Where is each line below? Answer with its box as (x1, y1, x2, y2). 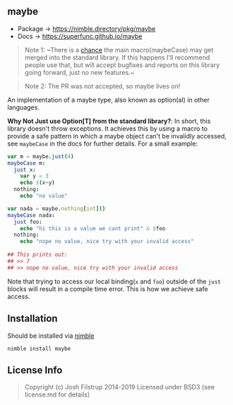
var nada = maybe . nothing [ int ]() (7, 205, 106, 212)
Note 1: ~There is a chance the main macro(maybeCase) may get (24, 45, 214, 54)
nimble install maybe (7, 345, 71, 352)
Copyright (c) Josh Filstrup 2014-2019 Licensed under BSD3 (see (24, 383, 215, 392)
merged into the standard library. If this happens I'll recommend (24, 53, 210, 61)
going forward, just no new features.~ (24, 68, 135, 76)
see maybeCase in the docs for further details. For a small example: (7, 139, 198, 148)
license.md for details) (24, 390, 90, 399)
